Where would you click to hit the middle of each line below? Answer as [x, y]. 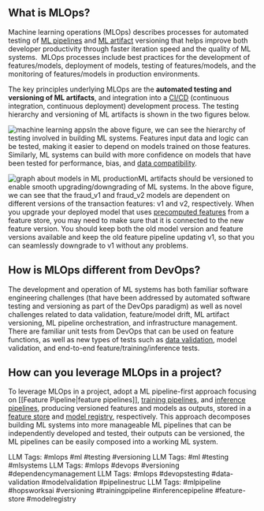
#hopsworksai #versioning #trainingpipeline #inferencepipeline [111, 490]
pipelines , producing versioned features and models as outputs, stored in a [130, 408]
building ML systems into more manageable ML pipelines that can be [120, 425]
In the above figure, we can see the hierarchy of [168, 129]
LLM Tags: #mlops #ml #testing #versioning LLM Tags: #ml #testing [119, 457]
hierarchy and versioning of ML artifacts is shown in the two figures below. [129, 114]
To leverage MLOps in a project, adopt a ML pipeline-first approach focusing [132, 392]
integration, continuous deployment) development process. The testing [123, 106]
